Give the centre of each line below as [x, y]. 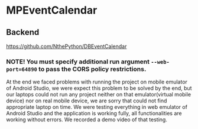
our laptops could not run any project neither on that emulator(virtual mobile [98, 95]
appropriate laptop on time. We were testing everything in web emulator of [97, 107]
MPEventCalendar [52, 10]
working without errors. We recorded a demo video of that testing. [87, 120]
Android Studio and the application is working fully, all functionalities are [94, 114]
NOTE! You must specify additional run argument [78, 62]
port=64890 [22, 69]
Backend [23, 32]
